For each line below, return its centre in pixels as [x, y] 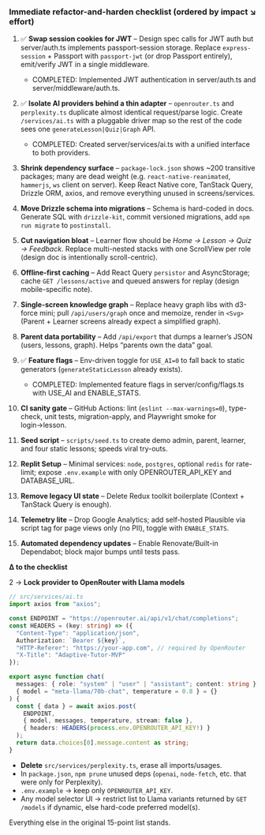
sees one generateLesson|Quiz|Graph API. [88, 129]
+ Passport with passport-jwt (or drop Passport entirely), [140, 56]
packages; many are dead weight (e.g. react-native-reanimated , [125, 177]
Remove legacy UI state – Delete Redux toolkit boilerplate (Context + [132, 496]
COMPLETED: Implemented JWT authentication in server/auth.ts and [144, 80]
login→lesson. [43, 425]
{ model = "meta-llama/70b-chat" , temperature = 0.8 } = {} [117, 691]
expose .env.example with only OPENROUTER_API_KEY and [134, 473]
